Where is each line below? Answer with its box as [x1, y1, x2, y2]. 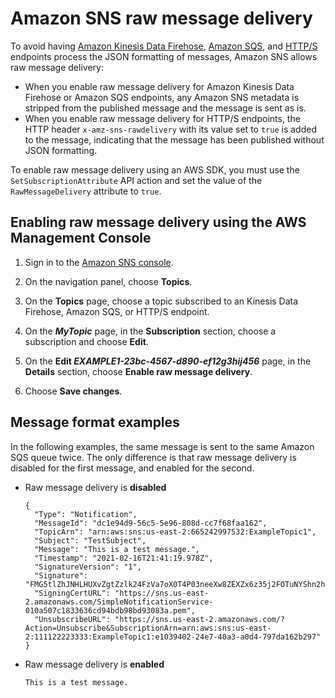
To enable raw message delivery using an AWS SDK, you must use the [10, 163, 300, 176]
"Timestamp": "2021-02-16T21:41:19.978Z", [34, 553, 214, 563]
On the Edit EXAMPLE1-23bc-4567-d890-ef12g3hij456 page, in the [24, 355, 312, 367]
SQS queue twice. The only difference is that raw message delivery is [10, 451, 297, 463]
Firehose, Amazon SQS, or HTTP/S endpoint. [24, 305, 210, 317]
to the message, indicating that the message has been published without [24, 133, 325, 146]
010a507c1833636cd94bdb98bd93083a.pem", [24, 605, 196, 616]
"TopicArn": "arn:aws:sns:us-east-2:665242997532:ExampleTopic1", [34, 527, 317, 537]
